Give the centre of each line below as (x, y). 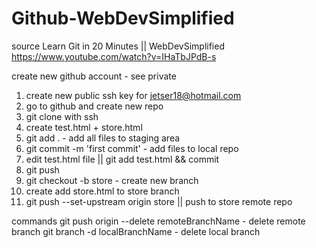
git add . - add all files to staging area (103, 138)
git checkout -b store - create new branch (112, 180)
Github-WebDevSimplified (123, 18)
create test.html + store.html (84, 127)
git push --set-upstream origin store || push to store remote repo (159, 201)
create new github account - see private (94, 76)
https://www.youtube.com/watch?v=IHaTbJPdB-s (114, 56)
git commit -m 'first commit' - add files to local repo (132, 148)
